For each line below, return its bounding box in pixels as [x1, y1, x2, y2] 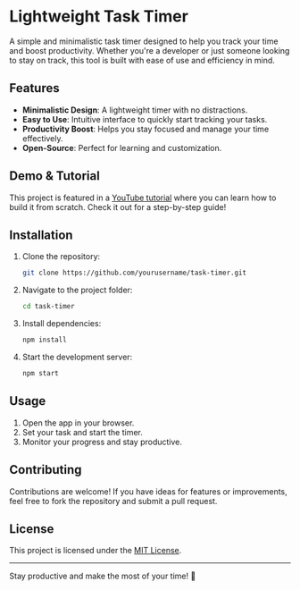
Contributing [9, 462, 82, 477]
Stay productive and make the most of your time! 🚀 [9, 570, 196, 582]
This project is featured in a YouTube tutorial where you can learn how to [9, 192, 277, 203]
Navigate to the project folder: [21, 284, 133, 296]
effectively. [21, 132, 63, 144]
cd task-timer [21, 302, 75, 311]
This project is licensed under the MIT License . [9, 545, 182, 556]
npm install [21, 335, 67, 345]
